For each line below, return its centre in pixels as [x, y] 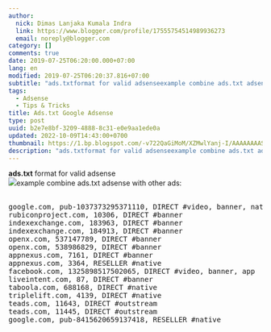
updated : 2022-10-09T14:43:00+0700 [68, 135]
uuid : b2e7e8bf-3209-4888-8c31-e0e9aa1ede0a [84, 128]
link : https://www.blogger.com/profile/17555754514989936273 [121, 31]
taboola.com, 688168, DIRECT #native [83, 288]
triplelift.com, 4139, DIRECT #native [85, 296]
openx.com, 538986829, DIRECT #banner [85, 247]
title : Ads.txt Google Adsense [61, 114]
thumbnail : [27, 143]
